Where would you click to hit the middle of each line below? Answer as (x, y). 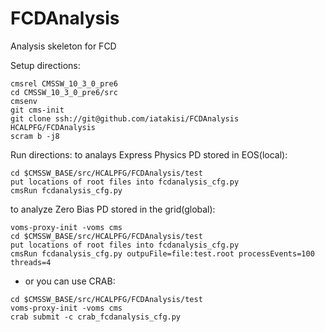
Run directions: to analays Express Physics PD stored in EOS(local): (149, 154)
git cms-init (37, 110)
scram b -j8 (35, 136)
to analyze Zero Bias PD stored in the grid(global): (113, 209)
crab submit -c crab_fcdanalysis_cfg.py (96, 317)
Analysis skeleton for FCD (63, 46)
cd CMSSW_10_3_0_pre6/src (64, 92)
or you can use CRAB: (70, 281)
